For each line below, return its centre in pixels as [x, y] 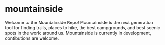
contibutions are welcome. [32, 38]
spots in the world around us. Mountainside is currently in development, [78, 33]
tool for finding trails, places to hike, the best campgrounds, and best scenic [83, 27]
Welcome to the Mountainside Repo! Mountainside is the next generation [79, 22]
